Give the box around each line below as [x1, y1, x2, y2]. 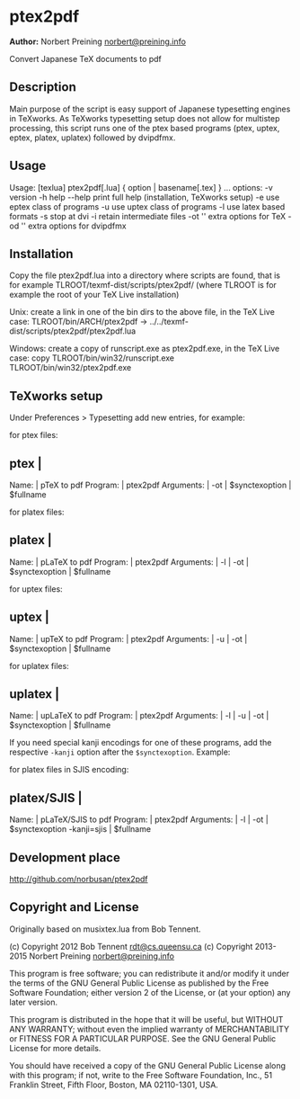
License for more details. [9, 1042, 101, 1053]
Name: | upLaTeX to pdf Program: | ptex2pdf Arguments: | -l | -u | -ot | [9, 710, 269, 721]
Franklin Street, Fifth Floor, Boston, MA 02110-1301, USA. [9, 1079, 218, 1090]
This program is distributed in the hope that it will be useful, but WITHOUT [9, 1014, 284, 1024]
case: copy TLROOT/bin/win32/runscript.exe [9, 353, 175, 363]
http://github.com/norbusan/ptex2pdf [9, 874, 148, 885]
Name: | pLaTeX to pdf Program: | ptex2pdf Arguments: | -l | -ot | [9, 556, 250, 567]
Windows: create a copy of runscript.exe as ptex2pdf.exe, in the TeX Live [9, 344, 280, 354]
